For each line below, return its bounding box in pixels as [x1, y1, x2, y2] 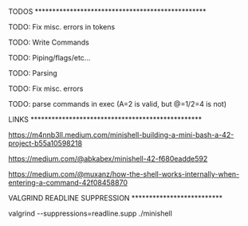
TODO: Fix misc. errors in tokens [8, 22, 116, 31]
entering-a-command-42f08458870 [8, 178, 128, 187]
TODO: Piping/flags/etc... [8, 53, 91, 62]
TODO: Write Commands [8, 37, 90, 47]
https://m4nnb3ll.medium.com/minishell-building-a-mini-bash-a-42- [8, 131, 234, 139]
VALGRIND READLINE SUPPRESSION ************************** [8, 193, 223, 202]
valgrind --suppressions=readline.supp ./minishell [8, 208, 173, 218]
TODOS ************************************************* [8, 7, 207, 16]
